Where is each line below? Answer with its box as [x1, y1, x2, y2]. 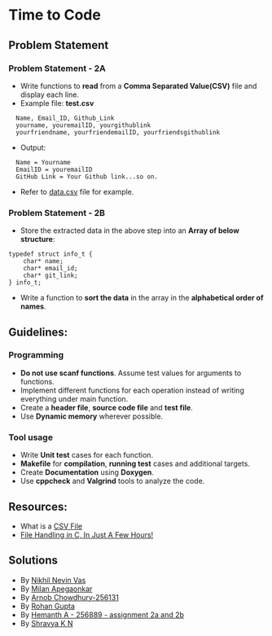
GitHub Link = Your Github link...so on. [15, 173, 159, 181]
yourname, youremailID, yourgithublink [15, 121, 151, 129]
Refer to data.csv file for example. [20, 186, 134, 196]
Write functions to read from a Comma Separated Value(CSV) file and [20, 81, 257, 90]
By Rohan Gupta [20, 601, 76, 611]
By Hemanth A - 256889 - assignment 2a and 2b [20, 609, 185, 620]
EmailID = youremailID [15, 165, 93, 173]
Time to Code [8, 6, 102, 24]
